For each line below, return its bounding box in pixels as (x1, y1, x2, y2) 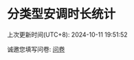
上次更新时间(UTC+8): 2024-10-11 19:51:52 (7, 30, 129, 39)
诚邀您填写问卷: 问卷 (7, 45, 65, 53)
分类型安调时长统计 (7, 6, 116, 22)
